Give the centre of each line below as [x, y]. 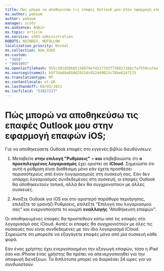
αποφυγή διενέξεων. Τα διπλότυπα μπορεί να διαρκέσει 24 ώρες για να [78, 259]
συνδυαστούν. [20, 264]
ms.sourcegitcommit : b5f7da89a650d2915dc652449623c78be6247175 [71, 73]
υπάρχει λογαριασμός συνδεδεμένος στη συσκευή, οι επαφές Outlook [83, 179]
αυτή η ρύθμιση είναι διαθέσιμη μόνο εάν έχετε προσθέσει [72, 169]
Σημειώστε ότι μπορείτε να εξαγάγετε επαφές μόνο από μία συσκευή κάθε [81, 235]
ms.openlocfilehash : [26, 69]
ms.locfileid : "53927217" [31, 91]
